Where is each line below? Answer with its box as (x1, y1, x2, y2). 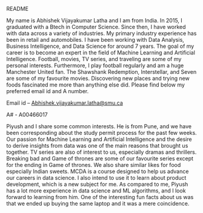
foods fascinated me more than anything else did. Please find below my (6, 81, 185, 88)
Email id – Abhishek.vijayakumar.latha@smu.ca (6, 99, 123, 106)
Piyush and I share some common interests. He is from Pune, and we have (6, 123, 192, 129)
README (6, 5, 29, 12)
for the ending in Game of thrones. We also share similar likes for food (6, 162, 181, 168)
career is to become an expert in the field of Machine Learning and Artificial (6, 49, 196, 56)
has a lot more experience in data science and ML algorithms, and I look (6, 187, 186, 194)
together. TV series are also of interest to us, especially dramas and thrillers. (6, 148, 197, 156)
